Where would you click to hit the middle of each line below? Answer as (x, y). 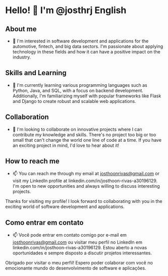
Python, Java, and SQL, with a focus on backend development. (78, 90)
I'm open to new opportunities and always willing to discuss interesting (86, 186)
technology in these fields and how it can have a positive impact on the (86, 52)
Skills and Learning (36, 73)
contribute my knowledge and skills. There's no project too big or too (84, 134)
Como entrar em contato (44, 222)
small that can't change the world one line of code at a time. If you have (87, 140)
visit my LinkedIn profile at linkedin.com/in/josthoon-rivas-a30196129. (85, 181)
